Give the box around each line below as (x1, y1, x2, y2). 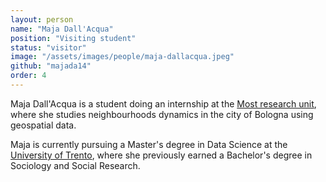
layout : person (10, 14, 74, 25)
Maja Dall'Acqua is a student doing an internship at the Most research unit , (10, 97, 317, 110)
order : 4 (10, 71, 47, 81)
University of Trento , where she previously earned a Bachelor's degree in (10, 149, 313, 161)
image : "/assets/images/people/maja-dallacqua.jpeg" (10, 52, 235, 62)
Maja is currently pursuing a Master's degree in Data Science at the (10, 138, 288, 150)
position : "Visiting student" (10, 33, 137, 43)
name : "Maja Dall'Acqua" (10, 24, 114, 34)
